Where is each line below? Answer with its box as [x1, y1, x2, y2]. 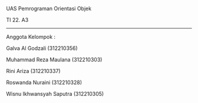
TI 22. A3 [6, 16, 29, 23]
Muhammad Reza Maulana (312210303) [6, 56, 103, 63]
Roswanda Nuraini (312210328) [6, 79, 82, 86]
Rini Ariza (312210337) [6, 68, 61, 74]
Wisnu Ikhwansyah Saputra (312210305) [6, 91, 104, 97]
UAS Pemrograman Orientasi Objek [6, 5, 92, 12]
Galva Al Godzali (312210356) [6, 45, 78, 52]
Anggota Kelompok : [6, 34, 56, 40]
